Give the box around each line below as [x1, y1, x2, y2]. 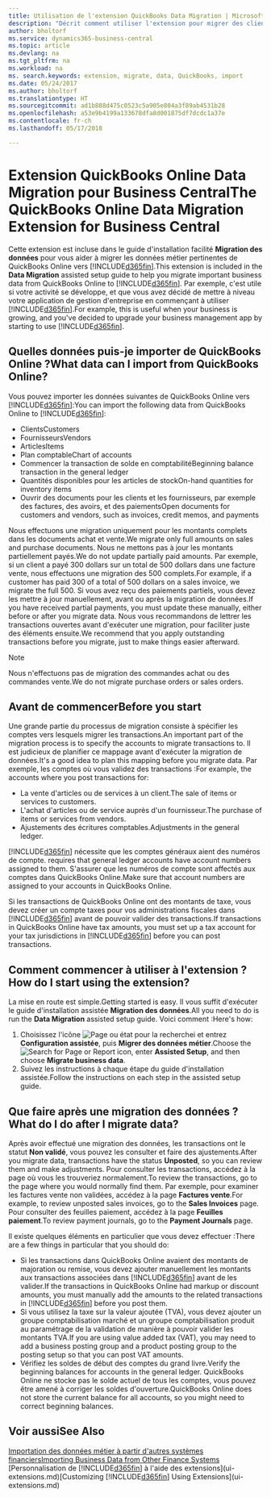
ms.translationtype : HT [8, 94, 89, 102]
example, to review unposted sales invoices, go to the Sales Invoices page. [8, 1199, 260, 1208]
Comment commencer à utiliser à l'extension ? [8, 963, 248, 977]
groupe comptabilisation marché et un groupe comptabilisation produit [19, 1316, 255, 1325]
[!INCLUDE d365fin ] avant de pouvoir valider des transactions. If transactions [8, 914, 262, 924]
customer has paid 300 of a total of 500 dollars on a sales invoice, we [8, 577, 240, 586]
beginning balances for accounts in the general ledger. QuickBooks [19, 1366, 244, 1376]
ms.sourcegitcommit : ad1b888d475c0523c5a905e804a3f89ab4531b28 [8, 102, 226, 110]
